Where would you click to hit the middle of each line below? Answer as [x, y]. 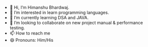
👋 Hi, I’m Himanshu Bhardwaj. [39, 7]
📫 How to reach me [30, 33]
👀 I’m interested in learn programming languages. [59, 12]
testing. [17, 28]
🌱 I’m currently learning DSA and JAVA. [49, 18]
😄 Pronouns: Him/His [32, 40]
